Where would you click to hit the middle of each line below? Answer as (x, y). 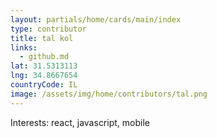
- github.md (44, 57)
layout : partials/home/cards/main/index (96, 19)
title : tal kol (42, 38)
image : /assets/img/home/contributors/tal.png (109, 94)
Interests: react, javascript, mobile (80, 122)
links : (24, 47)
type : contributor (48, 29)
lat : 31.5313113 (44, 66)
